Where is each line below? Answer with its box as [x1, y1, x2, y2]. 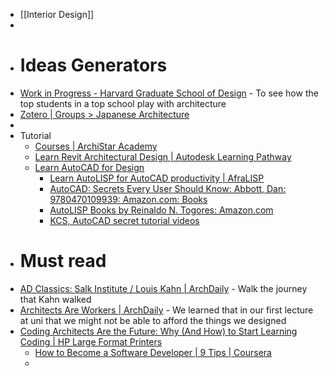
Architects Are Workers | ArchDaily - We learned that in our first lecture [19, 304, 314, 316]
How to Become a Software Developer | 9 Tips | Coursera [34, 346, 272, 358]
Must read [19, 250, 107, 273]
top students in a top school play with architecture [19, 97, 227, 109]
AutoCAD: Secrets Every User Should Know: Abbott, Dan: [49, 182, 287, 194]
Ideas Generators [19, 54, 168, 77]
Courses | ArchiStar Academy [34, 140, 158, 152]
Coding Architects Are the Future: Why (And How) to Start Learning [19, 325, 298, 337]
